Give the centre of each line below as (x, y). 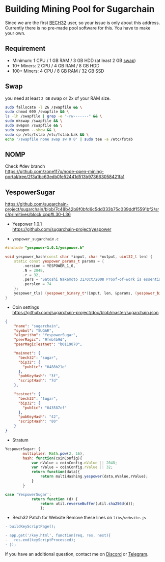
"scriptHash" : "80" (38, 421)
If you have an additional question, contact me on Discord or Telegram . (77, 554)
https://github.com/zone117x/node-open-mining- (55, 172)
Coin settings (26, 307)
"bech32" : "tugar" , (38, 399)
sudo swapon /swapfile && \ (34, 126)
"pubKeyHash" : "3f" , (39, 376)
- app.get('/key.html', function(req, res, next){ (58, 535)
